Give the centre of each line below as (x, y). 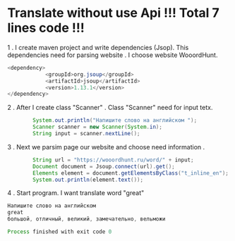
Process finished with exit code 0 (60, 232)
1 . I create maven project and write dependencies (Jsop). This (98, 47)
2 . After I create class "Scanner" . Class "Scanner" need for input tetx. (110, 108)
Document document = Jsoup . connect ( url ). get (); (104, 166)
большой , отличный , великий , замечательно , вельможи (86, 219)
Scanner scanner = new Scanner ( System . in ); (97, 127)
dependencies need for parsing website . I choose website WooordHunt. (113, 55)
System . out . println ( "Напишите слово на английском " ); (115, 121)
